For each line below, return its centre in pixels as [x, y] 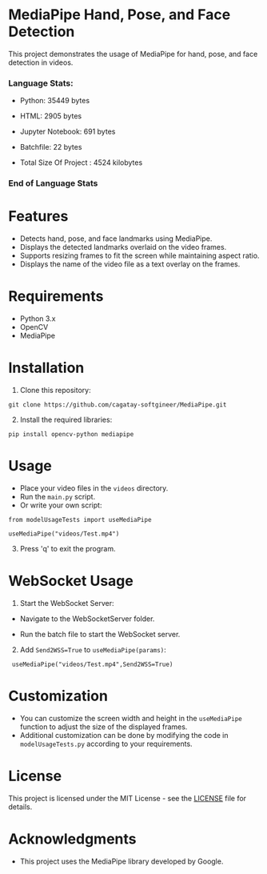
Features [38, 216]
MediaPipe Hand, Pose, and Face [120, 15]
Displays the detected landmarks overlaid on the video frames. [123, 247]
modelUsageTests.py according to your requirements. [106, 744]
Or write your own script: [61, 505]
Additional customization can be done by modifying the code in [124, 735]
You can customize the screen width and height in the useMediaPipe [131, 718]
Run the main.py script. [58, 496]
